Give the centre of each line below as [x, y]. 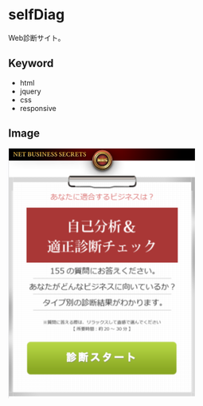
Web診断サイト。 [37, 38]
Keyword [31, 64]
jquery [30, 91]
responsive [38, 108]
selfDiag [37, 15]
